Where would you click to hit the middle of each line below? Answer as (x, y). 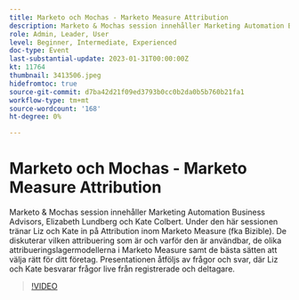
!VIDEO (44, 287)
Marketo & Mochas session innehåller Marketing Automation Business (137, 212)
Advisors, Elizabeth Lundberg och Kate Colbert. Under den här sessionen (144, 222)
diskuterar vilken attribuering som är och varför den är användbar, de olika (145, 240)
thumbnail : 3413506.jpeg (55, 76)
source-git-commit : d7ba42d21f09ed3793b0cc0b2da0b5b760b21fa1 (127, 92)
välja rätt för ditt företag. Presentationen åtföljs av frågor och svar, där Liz (144, 260)
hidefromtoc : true (43, 84)
